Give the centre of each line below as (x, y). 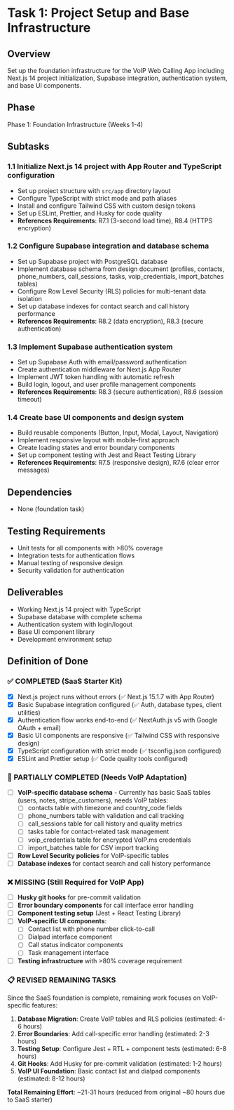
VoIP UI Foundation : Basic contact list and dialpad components (109, 1071)
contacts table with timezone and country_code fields (105, 808)
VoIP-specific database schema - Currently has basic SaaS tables (114, 793)
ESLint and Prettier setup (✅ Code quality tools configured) (103, 758)
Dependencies (40, 492)
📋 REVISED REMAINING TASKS (62, 979)
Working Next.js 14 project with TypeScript (79, 609)
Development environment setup (64, 639)
